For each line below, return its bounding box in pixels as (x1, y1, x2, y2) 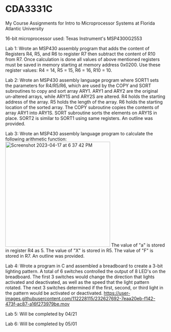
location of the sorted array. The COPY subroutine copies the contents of (5, 104, 159, 110)
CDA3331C (5, 3, 53, 15)
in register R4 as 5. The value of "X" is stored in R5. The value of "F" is (5, 247, 154, 254)
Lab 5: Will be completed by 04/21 (5, 310, 78, 317)
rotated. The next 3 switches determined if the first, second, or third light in (5, 284, 163, 291)
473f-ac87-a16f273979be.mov (5, 301, 70, 307)
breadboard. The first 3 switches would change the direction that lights (5, 274, 155, 280)
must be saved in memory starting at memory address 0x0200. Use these (5, 61, 161, 68)
